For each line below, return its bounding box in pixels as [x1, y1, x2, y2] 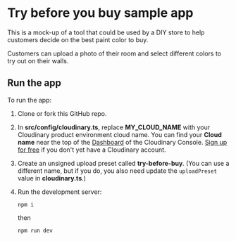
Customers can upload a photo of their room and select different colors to [7, 49, 222, 58]
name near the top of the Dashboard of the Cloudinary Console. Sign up [17, 138, 228, 146]
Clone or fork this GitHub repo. [17, 109, 107, 117]
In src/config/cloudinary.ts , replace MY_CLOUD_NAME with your [17, 123, 210, 131]
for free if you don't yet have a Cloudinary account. [17, 145, 167, 154]
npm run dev [17, 227, 53, 234]
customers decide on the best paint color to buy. [7, 35, 149, 44]
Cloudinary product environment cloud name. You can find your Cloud [17, 130, 222, 138]
